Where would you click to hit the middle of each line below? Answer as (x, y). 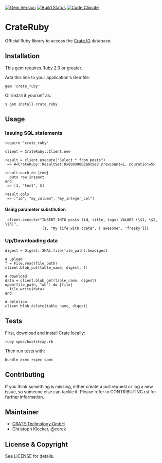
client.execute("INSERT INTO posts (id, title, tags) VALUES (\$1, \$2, (82, 220)
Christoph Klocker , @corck (39, 429)
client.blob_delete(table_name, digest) (47, 306)
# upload (14, 259)
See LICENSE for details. (30, 456)
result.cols (17, 194)
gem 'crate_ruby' (23, 86)
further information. (25, 397)
